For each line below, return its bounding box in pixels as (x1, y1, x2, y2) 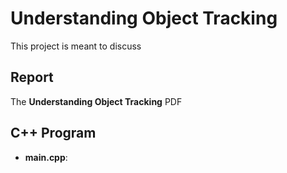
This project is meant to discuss (10, 40, 142, 52)
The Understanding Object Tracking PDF (10, 95, 183, 107)
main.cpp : (24, 151, 68, 163)
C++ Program (10, 125, 97, 142)
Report (10, 69, 54, 86)
